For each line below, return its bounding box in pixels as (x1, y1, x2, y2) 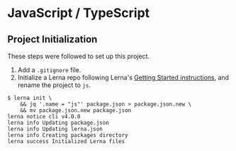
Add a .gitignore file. (17, 66, 82, 74)
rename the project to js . (17, 81, 91, 89)
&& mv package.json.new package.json (20, 107, 132, 114)
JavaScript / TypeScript (7, 5, 150, 21)
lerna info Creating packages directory (7, 132, 129, 139)
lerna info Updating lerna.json (7, 125, 103, 133)
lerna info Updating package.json (7, 119, 110, 126)
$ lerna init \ (7, 94, 52, 101)
